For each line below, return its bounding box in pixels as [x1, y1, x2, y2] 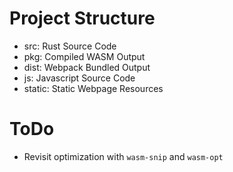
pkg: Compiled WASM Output [23, 50, 146, 62]
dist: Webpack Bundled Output [23, 61, 151, 73]
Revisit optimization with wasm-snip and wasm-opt [23, 150, 224, 162]
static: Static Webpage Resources [23, 82, 164, 94]
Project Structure [9, 7, 156, 30]
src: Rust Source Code [23, 40, 117, 52]
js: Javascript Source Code [23, 72, 136, 84]
